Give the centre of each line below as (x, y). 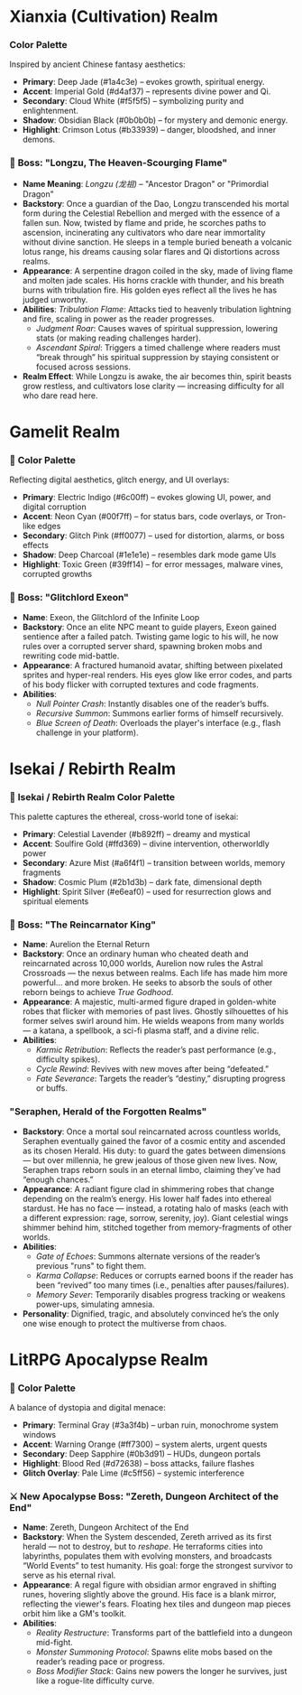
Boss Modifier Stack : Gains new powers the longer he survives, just (161, 1672)
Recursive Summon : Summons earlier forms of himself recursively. (160, 713)
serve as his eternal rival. (69, 1575)
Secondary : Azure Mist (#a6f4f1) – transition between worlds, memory (154, 863)
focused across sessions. (83, 367)
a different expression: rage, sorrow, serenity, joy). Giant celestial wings (155, 1217)
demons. (39, 140)
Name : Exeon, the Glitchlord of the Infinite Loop (111, 617)
